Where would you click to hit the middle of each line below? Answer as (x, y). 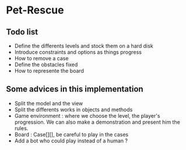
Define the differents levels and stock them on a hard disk (84, 46)
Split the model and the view (49, 103)
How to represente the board (49, 71)
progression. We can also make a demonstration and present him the (97, 122)
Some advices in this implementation (75, 89)
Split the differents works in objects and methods (73, 110)
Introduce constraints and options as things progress (78, 52)
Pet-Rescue (35, 10)
